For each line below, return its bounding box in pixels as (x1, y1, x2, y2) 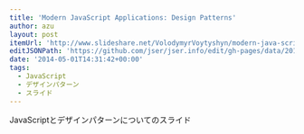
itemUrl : (9, 38, 43, 48)
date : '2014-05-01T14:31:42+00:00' (9, 55, 144, 64)
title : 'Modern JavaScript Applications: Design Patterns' (9, 13, 237, 22)
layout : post (9, 30, 59, 39)
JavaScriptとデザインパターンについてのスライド (9, 114, 192, 125)
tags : (9, 64, 30, 73)
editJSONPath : (9, 47, 63, 56)
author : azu (9, 22, 54, 31)
